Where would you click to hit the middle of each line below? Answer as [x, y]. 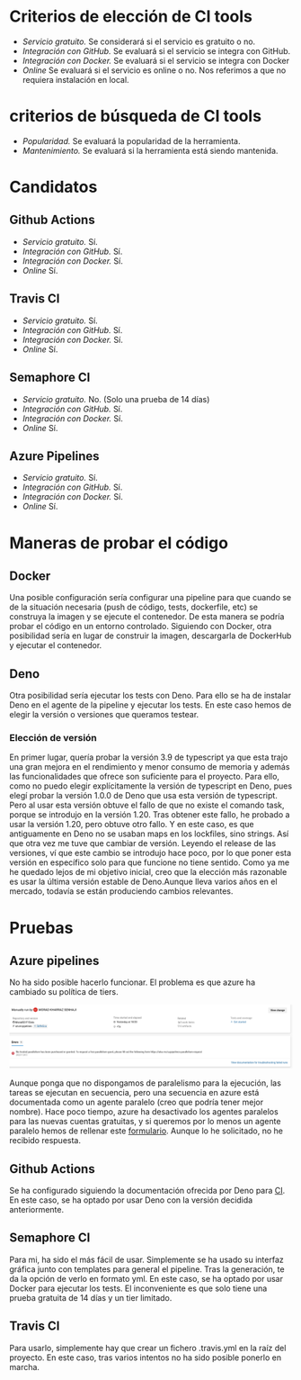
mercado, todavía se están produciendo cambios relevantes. [121, 891]
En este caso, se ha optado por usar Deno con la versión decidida [131, 1200]
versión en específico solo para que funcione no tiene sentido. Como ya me [150, 862]
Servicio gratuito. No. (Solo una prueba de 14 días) [116, 399]
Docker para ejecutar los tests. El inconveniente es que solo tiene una [138, 1288]
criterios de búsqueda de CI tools [136, 117]
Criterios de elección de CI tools [131, 17]
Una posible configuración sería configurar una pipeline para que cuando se [150, 598]
